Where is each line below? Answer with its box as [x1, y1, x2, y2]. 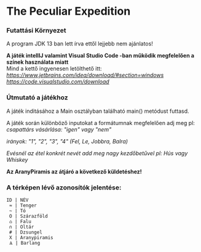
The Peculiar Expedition [6, 4, 131, 18]
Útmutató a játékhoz [6, 93, 69, 102]
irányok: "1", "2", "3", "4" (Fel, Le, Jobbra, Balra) [6, 137, 128, 145]
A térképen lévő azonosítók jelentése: [6, 183, 122, 191]
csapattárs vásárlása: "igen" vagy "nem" [6, 126, 112, 133]
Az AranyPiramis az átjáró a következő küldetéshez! [6, 167, 143, 175]
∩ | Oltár [9, 224, 34, 231]
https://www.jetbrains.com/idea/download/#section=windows [6, 72, 164, 79]
